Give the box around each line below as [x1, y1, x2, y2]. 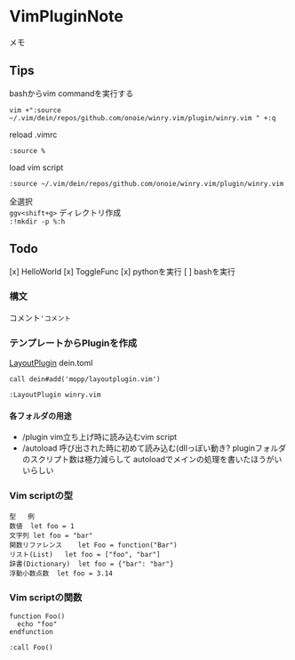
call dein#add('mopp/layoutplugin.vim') [9, 375, 162, 384]
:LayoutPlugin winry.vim [9, 390, 101, 400]
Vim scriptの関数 [9, 591, 83, 603]
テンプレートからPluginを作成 [9, 337, 138, 349]
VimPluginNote [9, 6, 124, 27]
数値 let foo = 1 [9, 521, 75, 531]
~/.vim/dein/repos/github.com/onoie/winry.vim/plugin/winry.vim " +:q [9, 113, 276, 122]
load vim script [9, 162, 64, 173]
